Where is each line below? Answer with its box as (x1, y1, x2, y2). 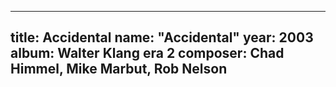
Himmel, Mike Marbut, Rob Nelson (10, 61, 228, 78)
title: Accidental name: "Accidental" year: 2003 (10, 29, 314, 46)
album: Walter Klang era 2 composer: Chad (10, 45, 285, 62)
